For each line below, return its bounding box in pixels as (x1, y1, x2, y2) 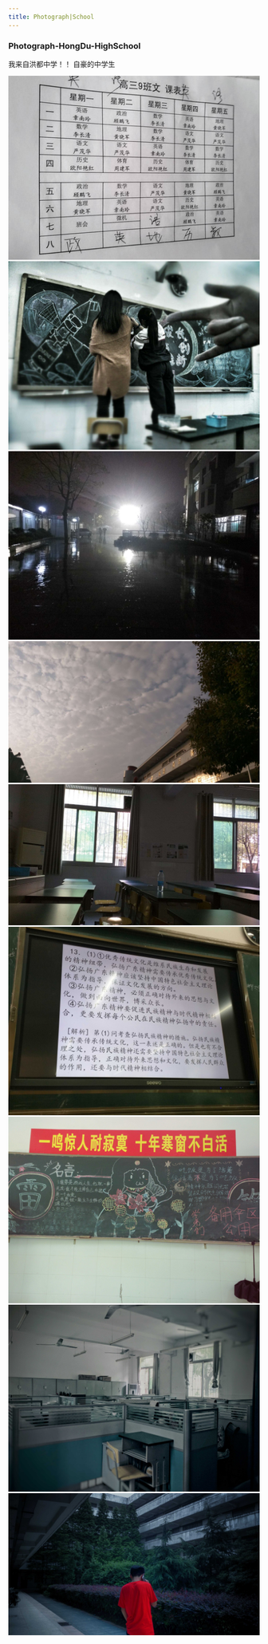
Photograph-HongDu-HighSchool (8, 40, 141, 51)
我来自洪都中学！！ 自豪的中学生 (8, 59, 116, 69)
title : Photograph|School (8, 13, 94, 21)
